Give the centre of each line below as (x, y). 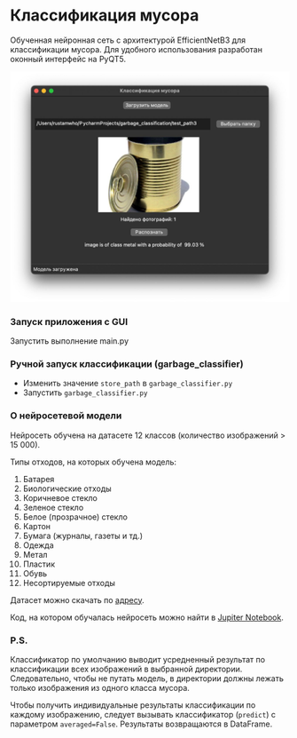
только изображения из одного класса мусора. (100, 688)
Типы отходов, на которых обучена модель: (93, 462)
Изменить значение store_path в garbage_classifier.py (128, 384)
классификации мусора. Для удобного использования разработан (136, 49)
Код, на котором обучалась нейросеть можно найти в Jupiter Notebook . (147, 617)
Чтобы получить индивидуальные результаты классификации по (133, 705)
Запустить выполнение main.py (70, 341)
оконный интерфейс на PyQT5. (68, 59)
